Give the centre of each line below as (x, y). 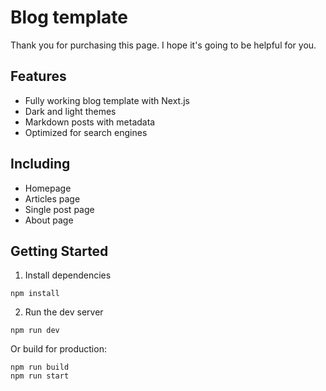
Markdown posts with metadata (90, 122)
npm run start (40, 376)
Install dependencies (68, 275)
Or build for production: (58, 349)
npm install (35, 294)
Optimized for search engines (86, 132)
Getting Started (59, 251)
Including (40, 164)
